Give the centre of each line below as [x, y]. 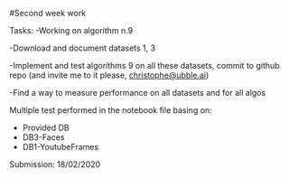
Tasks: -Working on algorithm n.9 [71, 30]
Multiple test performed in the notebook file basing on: [111, 110]
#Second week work [48, 13]
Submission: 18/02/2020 [55, 164]
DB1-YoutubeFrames [61, 147]
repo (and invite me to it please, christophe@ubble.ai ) [109, 75]
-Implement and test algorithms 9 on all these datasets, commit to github [144, 66]
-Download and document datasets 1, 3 [83, 48]
